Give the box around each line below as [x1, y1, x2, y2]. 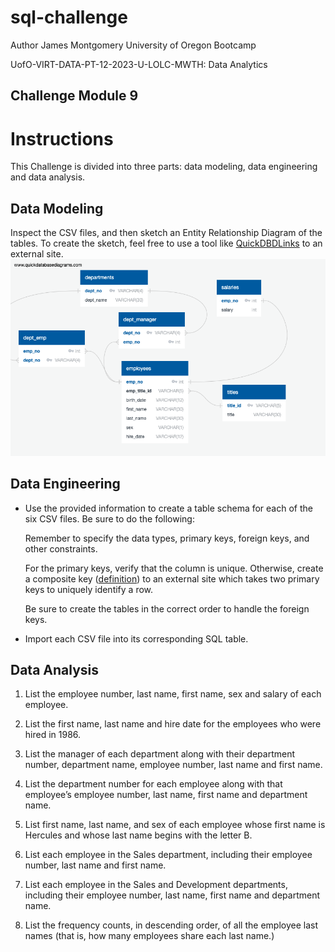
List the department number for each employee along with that [24, 778, 283, 790]
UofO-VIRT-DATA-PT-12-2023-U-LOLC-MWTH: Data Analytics [10, 58, 268, 70]
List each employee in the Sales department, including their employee [24, 849, 313, 861]
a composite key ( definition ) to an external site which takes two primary [24, 572, 320, 585]
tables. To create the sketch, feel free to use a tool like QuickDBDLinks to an [10, 237, 323, 250]
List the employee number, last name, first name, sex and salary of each [24, 688, 322, 700]
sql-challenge [10, 6, 128, 29]
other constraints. [24, 542, 98, 555]
